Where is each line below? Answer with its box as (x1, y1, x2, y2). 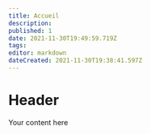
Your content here (8, 117, 69, 127)
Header (8, 91, 59, 109)
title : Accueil (8, 11, 60, 20)
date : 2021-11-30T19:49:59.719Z (8, 34, 117, 43)
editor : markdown (8, 49, 67, 57)
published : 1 (8, 26, 52, 35)
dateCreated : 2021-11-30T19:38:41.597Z (8, 57, 143, 65)
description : (8, 19, 52, 27)
